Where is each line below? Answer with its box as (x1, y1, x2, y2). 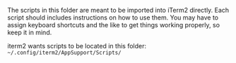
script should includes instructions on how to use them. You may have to (7, 13, 219, 22)
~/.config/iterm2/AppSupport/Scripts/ (7, 49, 122, 56)
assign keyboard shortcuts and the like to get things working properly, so (7, 21, 220, 29)
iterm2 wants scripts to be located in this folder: (7, 42, 147, 50)
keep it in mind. (7, 28, 52, 36)
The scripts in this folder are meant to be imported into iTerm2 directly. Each (7, 6, 230, 14)
